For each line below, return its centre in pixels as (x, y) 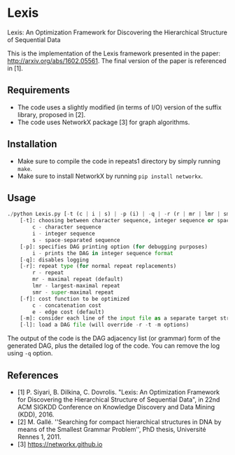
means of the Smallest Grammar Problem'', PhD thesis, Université (112, 429)
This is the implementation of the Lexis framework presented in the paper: (114, 53)
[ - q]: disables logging (55, 260)
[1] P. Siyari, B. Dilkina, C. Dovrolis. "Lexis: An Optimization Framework (119, 392)
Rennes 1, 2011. (39, 437)
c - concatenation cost (67, 305)
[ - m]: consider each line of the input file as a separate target (119, 318)
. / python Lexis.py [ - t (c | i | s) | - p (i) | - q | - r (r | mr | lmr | (114, 214)
